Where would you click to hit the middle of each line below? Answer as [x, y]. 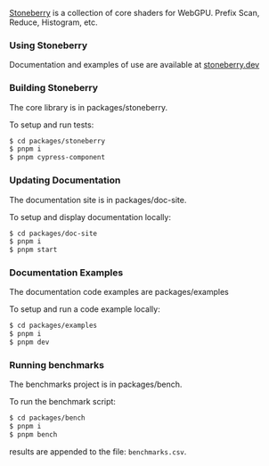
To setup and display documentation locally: [90, 217]
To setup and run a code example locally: [85, 309]
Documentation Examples [66, 273]
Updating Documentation [65, 180]
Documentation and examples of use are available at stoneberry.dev [134, 65]
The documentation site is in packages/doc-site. [98, 200]
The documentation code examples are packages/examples [119, 292]
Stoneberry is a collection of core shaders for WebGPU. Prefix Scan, [134, 13]
